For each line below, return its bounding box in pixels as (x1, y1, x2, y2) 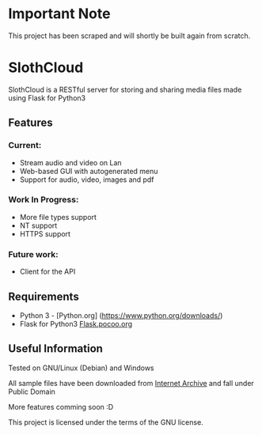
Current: (8, 140, 42, 151)
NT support (19, 221, 58, 230)
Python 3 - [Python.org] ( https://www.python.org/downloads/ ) (19, 310, 223, 320)
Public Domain (8, 387, 55, 396)
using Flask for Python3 (8, 93, 85, 103)
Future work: (8, 248, 59, 259)
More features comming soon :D (8, 402, 114, 411)
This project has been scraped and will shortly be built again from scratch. (8, 31, 251, 40)
